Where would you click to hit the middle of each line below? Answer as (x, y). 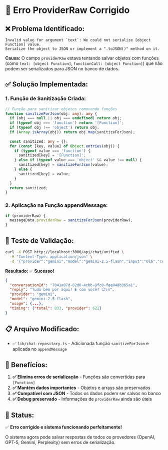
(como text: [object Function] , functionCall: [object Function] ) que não (84, 63)
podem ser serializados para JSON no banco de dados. (62, 69)
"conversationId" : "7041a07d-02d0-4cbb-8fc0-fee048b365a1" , (73, 285)
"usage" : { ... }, (26, 304)
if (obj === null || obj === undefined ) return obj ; (66, 118)
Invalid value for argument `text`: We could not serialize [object (78, 40)
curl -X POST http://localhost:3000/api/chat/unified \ (64, 252)
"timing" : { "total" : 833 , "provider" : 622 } (56, 308)
